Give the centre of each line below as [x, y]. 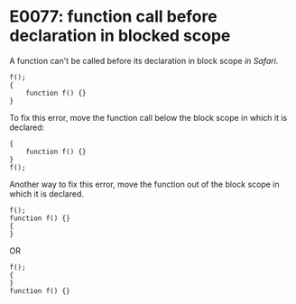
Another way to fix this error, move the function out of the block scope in [144, 184]
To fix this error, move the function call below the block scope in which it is [148, 117]
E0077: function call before [114, 17]
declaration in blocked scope [120, 36]
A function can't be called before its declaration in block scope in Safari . [144, 60]
